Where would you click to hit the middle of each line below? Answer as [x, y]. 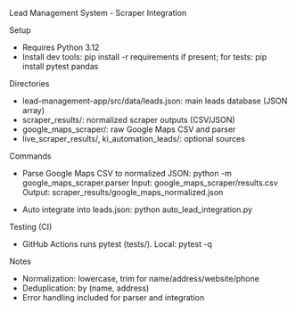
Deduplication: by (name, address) [86, 288]
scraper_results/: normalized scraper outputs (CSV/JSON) [128, 120]
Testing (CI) [31, 227]
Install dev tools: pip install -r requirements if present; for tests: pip [144, 57]
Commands [30, 156]
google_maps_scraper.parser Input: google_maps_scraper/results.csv [150, 183]
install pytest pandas [60, 66]
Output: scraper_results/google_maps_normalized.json [123, 192]
